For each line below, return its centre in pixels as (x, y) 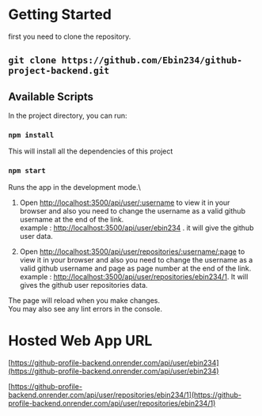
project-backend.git (59, 71)
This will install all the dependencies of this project (91, 151)
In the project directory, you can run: (68, 115)
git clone (32, 61)
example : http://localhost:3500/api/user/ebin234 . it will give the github (137, 228)
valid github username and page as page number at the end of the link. (135, 268)
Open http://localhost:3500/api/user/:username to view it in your (125, 202)
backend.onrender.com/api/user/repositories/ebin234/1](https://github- (125, 395)
